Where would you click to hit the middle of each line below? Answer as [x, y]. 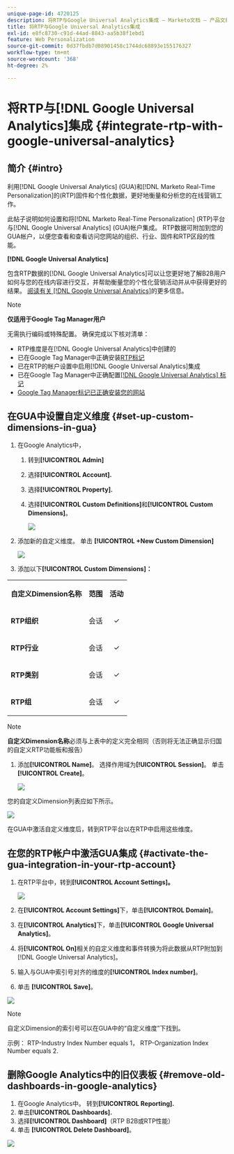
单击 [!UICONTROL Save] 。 [57, 987]
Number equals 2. [33, 1051]
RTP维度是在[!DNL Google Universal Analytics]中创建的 [96, 349]
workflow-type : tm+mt [39, 53]
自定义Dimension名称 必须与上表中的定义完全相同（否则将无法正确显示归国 [115, 741]
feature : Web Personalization [51, 40]
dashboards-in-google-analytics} [83, 1086]
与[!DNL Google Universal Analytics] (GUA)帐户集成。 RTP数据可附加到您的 [115, 227]
